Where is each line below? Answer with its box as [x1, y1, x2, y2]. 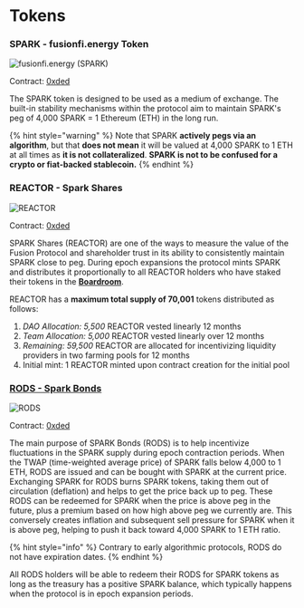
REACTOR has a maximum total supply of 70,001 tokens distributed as [9, 294, 275, 304]
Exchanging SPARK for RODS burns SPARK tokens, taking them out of [9, 477, 270, 487]
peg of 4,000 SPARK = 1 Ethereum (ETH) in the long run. [9, 112, 219, 123]
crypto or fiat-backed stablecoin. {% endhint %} [9, 159, 195, 170]
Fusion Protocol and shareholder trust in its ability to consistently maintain [9, 246, 285, 258]
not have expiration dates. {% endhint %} [9, 552, 164, 563]
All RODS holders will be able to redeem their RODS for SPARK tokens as [9, 569, 280, 580]
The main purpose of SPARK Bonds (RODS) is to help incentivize [9, 438, 250, 449]
